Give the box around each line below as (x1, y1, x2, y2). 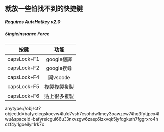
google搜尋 (46, 65, 72, 71)
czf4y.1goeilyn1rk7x (5, 121, 44, 127)
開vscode (48, 74, 70, 81)
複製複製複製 (44, 83, 74, 90)
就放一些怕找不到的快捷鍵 (5, 4, 83, 13)
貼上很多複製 (44, 93, 74, 99)
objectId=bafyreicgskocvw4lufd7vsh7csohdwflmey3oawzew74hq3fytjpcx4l (5, 110, 159, 117)
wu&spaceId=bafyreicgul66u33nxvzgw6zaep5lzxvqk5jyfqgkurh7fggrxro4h (5, 116, 159, 122)
